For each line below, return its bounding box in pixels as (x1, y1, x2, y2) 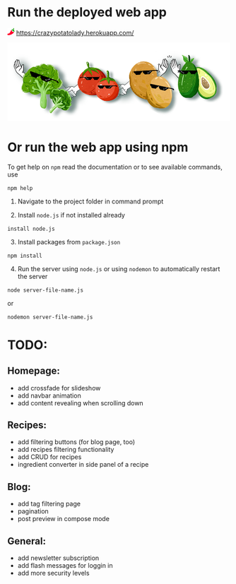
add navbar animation (17, 391, 81, 400)
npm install (7, 252, 42, 259)
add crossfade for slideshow (17, 383, 101, 392)
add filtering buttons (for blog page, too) (17, 438, 136, 446)
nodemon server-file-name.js (7, 314, 93, 321)
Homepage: (7, 365, 60, 377)
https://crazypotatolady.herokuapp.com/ (16, 28, 134, 37)
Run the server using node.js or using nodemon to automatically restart (17, 264, 220, 273)
